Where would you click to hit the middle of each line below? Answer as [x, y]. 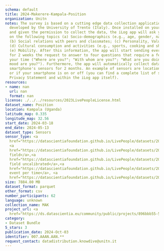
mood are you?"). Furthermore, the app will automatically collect [80, 64]
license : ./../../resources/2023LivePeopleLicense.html [63, 101]
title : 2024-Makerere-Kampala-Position [46, 14]
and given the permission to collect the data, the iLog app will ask [83, 32]
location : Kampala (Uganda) [34, 110]
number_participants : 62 [30, 196]
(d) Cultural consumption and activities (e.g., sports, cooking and [82, 46]
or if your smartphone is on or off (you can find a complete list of [83, 73]
